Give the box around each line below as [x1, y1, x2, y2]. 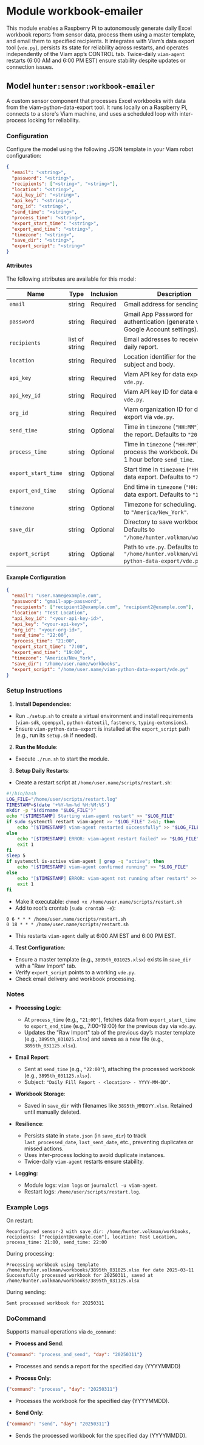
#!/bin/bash [6, 790, 36, 796]
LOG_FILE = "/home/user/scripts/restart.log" [6, 796, 118, 802]
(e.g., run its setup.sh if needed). [15, 731, 98, 739]
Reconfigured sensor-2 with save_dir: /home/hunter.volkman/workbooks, [6, 1229, 191, 1235]
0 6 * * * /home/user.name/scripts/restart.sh [6, 916, 126, 922]
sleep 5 [6, 853, 26, 859]
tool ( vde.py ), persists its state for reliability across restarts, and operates [6, 44, 189, 51]
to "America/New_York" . [123, 508, 189, 516]
